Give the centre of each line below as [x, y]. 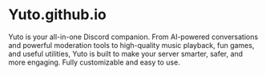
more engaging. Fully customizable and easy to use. [94, 62]
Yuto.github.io [57, 15]
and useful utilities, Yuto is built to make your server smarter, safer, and [125, 53]
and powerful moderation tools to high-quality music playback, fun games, [131, 45]
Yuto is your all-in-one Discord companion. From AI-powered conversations [133, 37]
